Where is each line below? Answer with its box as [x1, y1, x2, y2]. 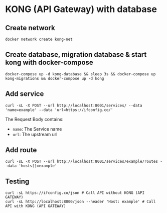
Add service [5, 89, 44, 98]
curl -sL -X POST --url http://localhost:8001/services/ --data [5, 103, 142, 108]
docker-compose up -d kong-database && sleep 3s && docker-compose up [5, 71, 156, 76]
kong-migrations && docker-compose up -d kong [5, 76, 104, 81]
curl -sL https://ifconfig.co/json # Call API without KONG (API [5, 190, 144, 195]
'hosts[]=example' [18, 163, 57, 169]
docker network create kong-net [5, 37, 73, 42]
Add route [5, 146, 37, 154]
